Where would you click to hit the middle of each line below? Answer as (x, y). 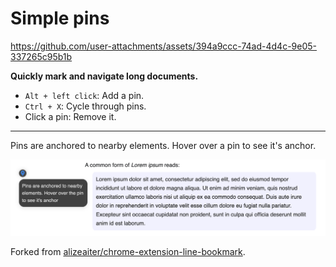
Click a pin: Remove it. (70, 116)
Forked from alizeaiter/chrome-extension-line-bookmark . (128, 251)
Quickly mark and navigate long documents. (104, 76)
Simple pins (60, 18)
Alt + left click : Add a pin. (84, 95)
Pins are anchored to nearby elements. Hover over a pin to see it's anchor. (163, 145)
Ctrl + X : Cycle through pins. (85, 106)
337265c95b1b (41, 56)
